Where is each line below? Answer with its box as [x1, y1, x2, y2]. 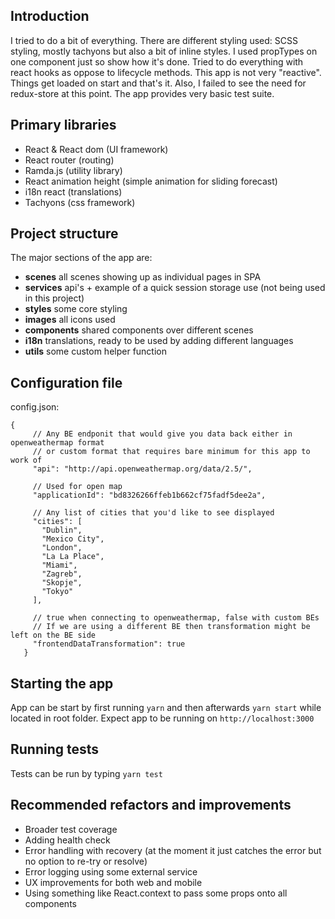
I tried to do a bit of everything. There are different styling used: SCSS [10, 34, 298, 46]
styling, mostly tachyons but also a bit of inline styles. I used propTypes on [10, 45, 318, 57]
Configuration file [10, 374, 123, 391]
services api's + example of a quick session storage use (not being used [24, 282, 326, 294]
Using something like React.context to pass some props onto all [24, 887, 288, 899]
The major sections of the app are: [10, 252, 153, 264]
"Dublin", [41, 525, 83, 536]
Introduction [10, 8, 90, 25]
